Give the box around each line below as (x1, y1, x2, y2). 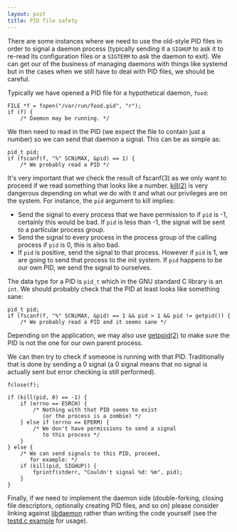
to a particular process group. (17, 225, 105, 234)
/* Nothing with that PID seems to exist (33, 406, 158, 414)
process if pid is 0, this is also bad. (17, 240, 120, 249)
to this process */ (42, 431, 100, 439)
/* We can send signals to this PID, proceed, (20, 450, 161, 457)
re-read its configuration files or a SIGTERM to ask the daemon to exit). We (7, 51, 221, 61)
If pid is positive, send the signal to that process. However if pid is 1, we (17, 247, 228, 257)
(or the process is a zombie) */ (42, 412, 142, 419)
